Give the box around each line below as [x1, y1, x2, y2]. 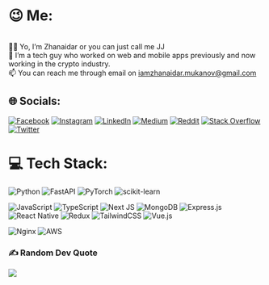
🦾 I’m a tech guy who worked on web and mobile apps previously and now [8, 50, 256, 60]
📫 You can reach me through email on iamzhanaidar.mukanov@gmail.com [8, 68, 257, 78]
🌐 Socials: [8, 94, 61, 108]
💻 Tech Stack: [8, 154, 108, 172]
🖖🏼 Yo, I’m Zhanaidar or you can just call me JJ [8, 41, 166, 51]
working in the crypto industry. [8, 59, 111, 69]
